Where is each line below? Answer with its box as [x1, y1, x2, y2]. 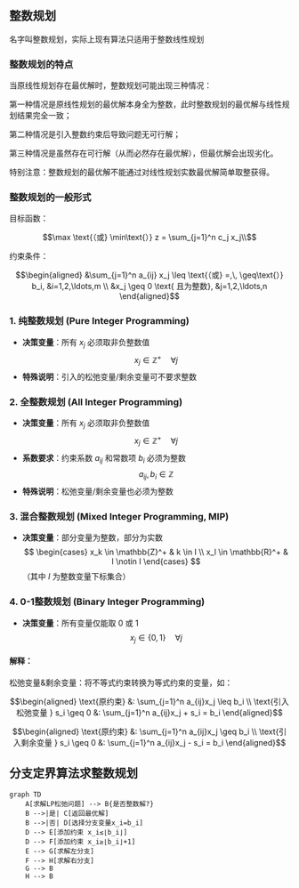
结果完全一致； [16, 110, 72, 121]
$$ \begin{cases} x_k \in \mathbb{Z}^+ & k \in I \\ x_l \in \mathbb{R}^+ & [23, 546, 289, 558]
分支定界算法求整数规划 [9, 766, 138, 781]
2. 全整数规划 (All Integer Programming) [9, 395, 183, 408]
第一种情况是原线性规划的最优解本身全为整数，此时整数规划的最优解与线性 [9, 99, 282, 109]
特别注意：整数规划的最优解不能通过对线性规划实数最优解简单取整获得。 [9, 167, 274, 178]
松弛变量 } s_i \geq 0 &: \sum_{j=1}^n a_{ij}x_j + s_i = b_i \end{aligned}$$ [16, 706, 283, 718]
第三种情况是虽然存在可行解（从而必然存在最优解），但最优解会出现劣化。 [9, 148, 279, 158]
